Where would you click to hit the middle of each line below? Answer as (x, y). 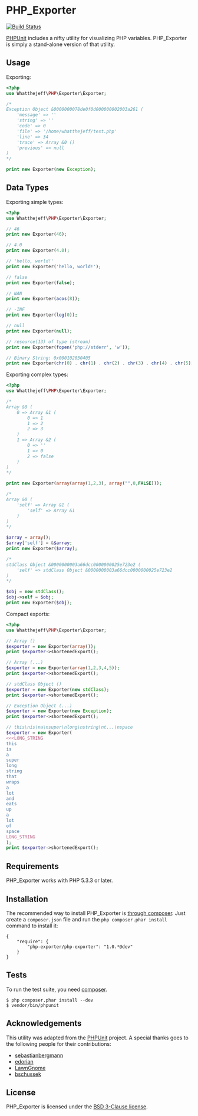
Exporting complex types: (37, 374)
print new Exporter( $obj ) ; (39, 603)
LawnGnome (30, 1068)
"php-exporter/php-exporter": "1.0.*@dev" (80, 947)
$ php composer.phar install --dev (50, 1000)
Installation (27, 899)
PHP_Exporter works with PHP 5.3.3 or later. (60, 880)
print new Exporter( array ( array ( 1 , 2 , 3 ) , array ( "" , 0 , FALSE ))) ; (84, 483)
